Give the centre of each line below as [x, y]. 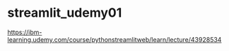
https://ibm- [25, 32]
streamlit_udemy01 [65, 13]
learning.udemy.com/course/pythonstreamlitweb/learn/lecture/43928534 [114, 39]
